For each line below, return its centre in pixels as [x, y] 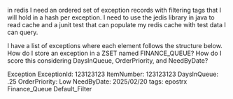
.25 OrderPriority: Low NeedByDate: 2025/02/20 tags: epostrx [97, 82]
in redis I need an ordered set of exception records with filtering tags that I [114, 10]
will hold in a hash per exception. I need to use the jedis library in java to [111, 17]
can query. [23, 32]
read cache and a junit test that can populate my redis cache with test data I [116, 25]
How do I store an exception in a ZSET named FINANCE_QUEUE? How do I [114, 53]
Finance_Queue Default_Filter [50, 89]
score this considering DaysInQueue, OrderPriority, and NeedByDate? [108, 61]
